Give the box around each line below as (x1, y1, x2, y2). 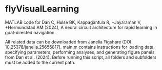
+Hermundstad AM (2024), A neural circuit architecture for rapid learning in (5, 24, 157, 30)
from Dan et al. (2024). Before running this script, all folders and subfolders (5, 54, 157, 60)
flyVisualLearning (5, 3, 80, 14)
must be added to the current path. (5, 59, 76, 65)
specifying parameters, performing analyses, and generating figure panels (5, 49, 155, 55)
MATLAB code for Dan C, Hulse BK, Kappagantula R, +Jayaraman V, (5, 19, 142, 25)
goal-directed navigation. (5, 29, 56, 35)
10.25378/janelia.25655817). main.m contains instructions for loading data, (5, 44, 155, 50)
